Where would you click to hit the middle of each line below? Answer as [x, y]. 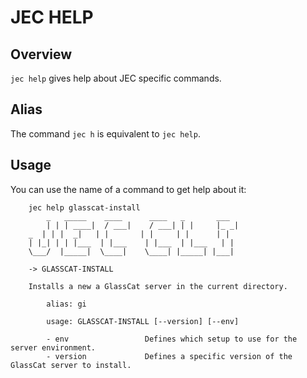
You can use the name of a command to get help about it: [128, 189]
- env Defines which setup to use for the [172, 339]
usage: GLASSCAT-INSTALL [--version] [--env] [143, 321]
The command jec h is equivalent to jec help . [105, 133]
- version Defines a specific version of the [169, 356]
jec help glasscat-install [84, 207]
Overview [41, 54]
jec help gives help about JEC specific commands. [116, 78]
